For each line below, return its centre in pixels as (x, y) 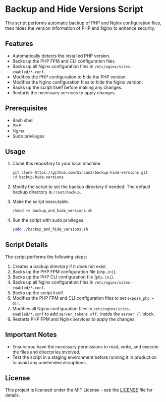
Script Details (27, 245)
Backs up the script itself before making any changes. (67, 87)
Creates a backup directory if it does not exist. (60, 266)
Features (19, 44)
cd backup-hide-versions (38, 177)
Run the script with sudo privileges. (49, 220)
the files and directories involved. (46, 352)
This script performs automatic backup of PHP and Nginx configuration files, (83, 23)
